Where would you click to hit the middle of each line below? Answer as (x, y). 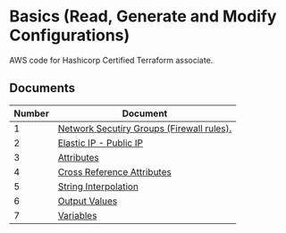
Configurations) (70, 35)
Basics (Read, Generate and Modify (143, 17)
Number (31, 113)
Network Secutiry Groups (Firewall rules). (145, 129)
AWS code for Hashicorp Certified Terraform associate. (111, 60)
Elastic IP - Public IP (101, 143)
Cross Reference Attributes (114, 171)
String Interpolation (98, 187)
